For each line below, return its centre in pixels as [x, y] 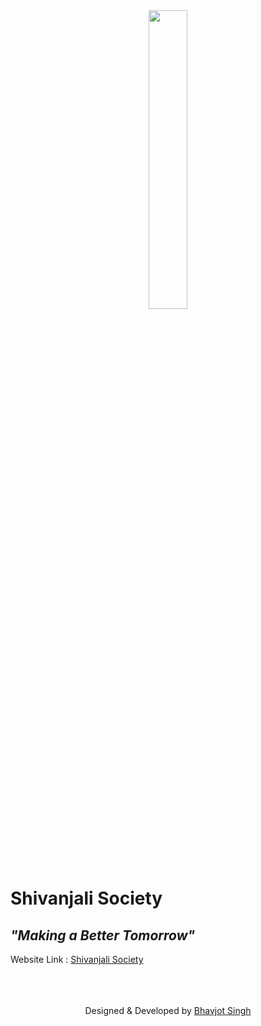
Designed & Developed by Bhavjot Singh [168, 1010]
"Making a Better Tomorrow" [103, 935]
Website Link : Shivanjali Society [77, 959]
